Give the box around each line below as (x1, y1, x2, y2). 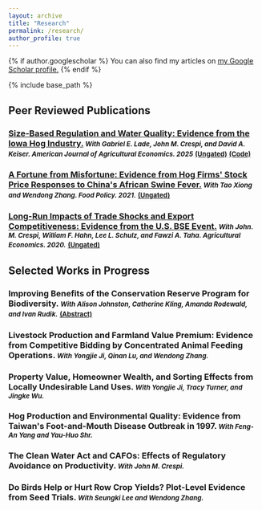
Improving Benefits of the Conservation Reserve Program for (8, 288, 250, 299)
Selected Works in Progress (8, 263, 151, 277)
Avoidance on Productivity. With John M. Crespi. (8, 460, 185, 471)
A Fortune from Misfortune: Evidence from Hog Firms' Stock (8, 169, 248, 181)
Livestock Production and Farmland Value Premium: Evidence (8, 329, 254, 341)
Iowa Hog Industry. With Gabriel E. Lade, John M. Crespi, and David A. (8, 137, 246, 149)
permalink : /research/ (8, 27, 84, 35)
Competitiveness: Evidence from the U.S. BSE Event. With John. (8, 221, 254, 232)
